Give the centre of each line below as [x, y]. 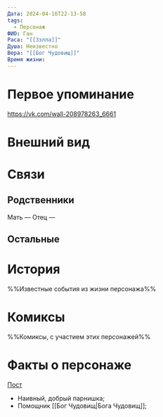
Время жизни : [26, 60]
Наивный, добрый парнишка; [61, 399]
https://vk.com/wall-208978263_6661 [62, 114]
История [34, 270]
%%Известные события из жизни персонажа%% [82, 289]
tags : [15, 20]
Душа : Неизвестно [33, 46]
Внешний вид [48, 142]
